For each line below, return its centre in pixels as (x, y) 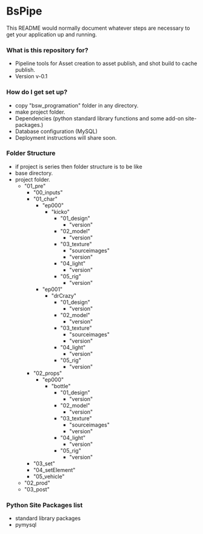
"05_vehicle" (49, 476)
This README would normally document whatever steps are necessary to (98, 28)
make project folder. (40, 112)
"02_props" (48, 373)
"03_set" (44, 464)
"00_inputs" (48, 192)
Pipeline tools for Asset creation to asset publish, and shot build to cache (106, 63)
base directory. (34, 173)
